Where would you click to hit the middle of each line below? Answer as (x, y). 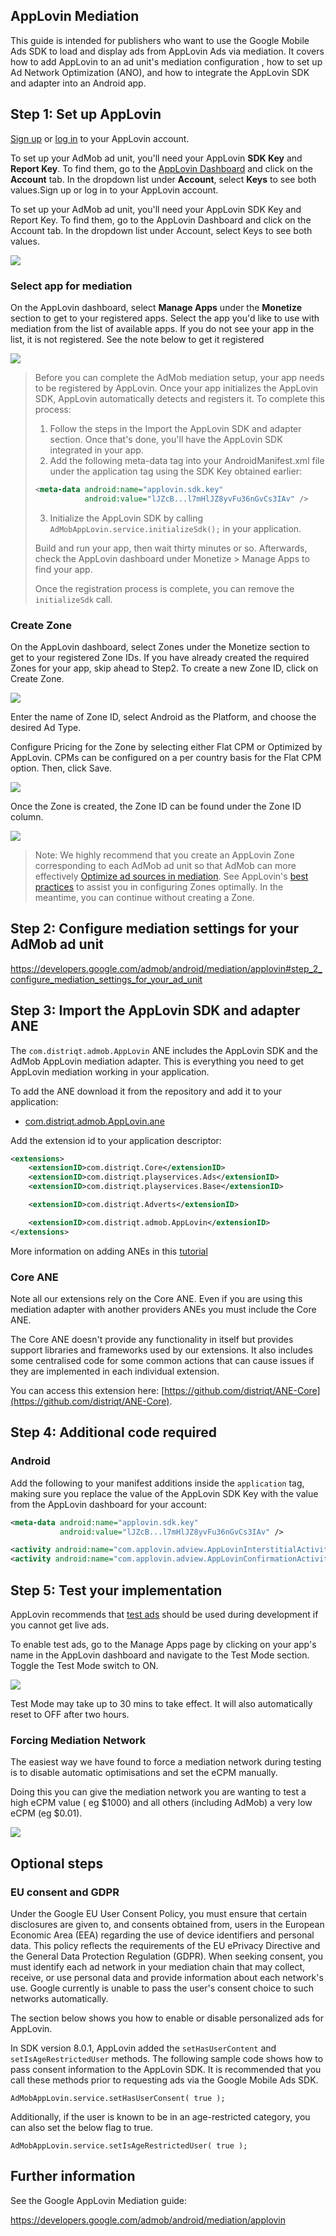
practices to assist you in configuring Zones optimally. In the (159, 886)
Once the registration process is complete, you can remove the (164, 588)
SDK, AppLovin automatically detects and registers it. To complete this (179, 398)
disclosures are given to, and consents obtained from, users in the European (167, 1924)
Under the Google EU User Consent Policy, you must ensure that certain (159, 1913)
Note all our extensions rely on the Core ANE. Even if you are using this (156, 1299)
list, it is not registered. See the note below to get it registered (137, 339)
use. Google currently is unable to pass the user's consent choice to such (162, 1988)
